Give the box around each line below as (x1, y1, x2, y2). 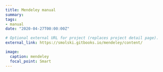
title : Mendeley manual (5, 7, 56, 13)
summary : (5, 12, 24, 17)
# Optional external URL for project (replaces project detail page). (5, 35, 159, 41)
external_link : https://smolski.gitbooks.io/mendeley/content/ (5, 40, 143, 46)
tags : (5, 17, 17, 22)
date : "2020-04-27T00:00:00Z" (5, 26, 70, 31)
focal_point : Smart (10, 59, 52, 64)
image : (5, 49, 19, 54)
